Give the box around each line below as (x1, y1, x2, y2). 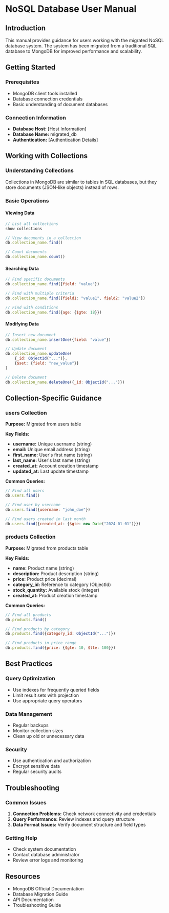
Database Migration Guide (12, 891, 68, 898)
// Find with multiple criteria (5, 291, 74, 296)
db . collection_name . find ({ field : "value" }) (5, 282, 100, 287)
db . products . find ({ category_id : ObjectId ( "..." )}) (5, 631, 116, 636)
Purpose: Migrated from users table (5, 421, 81, 427)
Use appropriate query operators (12, 697, 82, 703)
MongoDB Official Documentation (12, 886, 84, 892)
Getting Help (5, 834, 37, 841)
